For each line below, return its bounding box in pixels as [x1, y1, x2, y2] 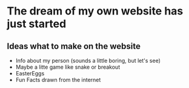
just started [7, 17, 67, 31]
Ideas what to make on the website [7, 41, 141, 51]
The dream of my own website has [7, 4, 184, 18]
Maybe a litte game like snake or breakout [15, 63, 121, 71]
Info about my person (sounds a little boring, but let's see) [15, 57, 161, 64]
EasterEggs [15, 70, 45, 77]
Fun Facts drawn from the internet [15, 77, 101, 83]
